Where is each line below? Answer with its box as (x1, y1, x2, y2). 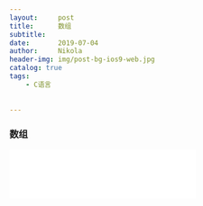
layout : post (9, 13, 75, 22)
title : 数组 (9, 22, 72, 31)
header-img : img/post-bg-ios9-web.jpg (9, 55, 155, 64)
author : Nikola (9, 47, 83, 56)
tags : (9, 72, 30, 81)
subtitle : (9, 30, 47, 39)
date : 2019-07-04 (9, 38, 99, 48)
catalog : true (9, 64, 63, 73)
